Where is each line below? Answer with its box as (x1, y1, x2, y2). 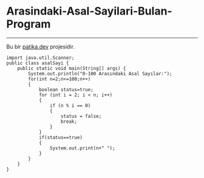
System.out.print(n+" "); (49, 145, 115, 151)
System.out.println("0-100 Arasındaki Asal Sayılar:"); (28, 70, 172, 77)
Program (6, 17, 51, 31)
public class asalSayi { (6, 60, 69, 66)
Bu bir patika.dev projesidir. (6, 43, 75, 50)
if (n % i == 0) (49, 102, 91, 109)
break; (60, 118, 78, 125)
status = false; (60, 113, 102, 119)
